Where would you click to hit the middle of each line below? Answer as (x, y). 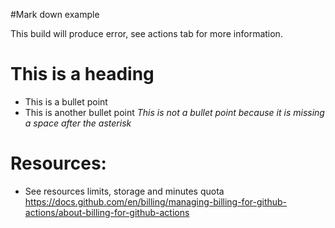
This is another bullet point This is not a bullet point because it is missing (174, 112)
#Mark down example (55, 14)
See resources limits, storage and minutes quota (124, 191)
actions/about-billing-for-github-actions (107, 212)
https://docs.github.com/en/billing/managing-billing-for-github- (156, 201)
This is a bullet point (66, 101)
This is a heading (82, 74)
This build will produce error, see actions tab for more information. (146, 33)
